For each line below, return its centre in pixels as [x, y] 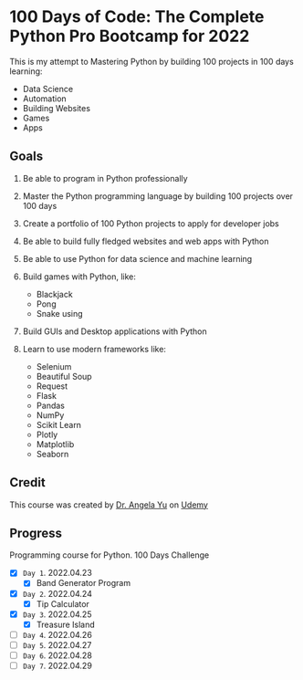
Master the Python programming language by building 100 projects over [158, 196]
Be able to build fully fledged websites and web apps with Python [146, 241]
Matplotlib [55, 444]
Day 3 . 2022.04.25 [57, 614]
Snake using [60, 313]
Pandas [51, 405]
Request [52, 386]
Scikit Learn [59, 424]
